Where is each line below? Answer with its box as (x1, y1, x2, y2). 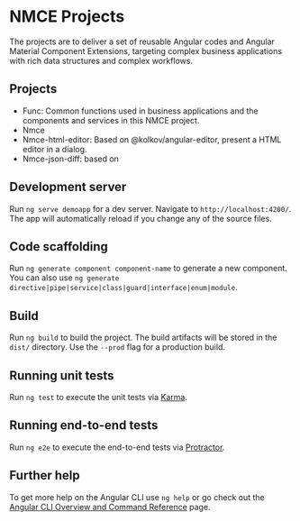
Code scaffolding (9, 239, 108, 254)
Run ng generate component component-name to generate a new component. (9, 263, 288, 274)
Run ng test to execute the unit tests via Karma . (9, 392, 187, 402)
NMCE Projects (9, 6, 125, 27)
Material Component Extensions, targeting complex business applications (9, 45, 282, 56)
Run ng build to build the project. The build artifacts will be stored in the (9, 332, 277, 343)
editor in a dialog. (22, 143, 87, 154)
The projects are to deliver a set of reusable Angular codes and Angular (9, 36, 275, 47)
